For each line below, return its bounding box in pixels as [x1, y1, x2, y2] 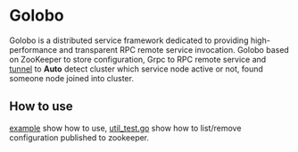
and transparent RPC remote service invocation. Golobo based [59, 44, 290, 55]
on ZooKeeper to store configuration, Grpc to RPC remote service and [9, 54, 267, 64]
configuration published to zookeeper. [9, 131, 150, 143]
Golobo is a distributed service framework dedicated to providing [9, 35, 249, 46]
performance [9, 44, 58, 55]
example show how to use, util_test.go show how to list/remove [9, 122, 242, 133]
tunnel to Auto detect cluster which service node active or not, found [9, 63, 263, 74]
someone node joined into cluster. [9, 72, 134, 83]
